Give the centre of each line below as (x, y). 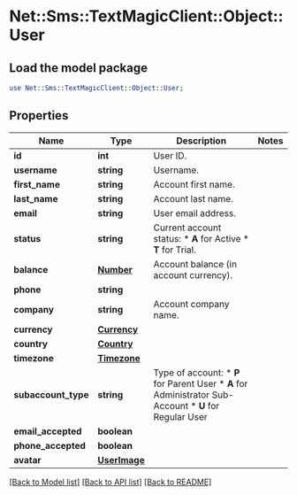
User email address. (195, 213)
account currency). (193, 275)
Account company (191, 304)
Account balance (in (195, 264)
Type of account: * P (197, 372)
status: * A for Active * (201, 238)
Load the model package (79, 68)
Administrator (182, 394)
